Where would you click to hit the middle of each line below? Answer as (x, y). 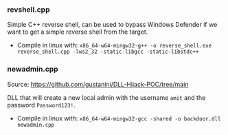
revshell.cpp (28, 10)
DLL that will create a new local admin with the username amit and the (106, 97)
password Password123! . (41, 105)
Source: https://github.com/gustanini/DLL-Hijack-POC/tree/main (98, 84)
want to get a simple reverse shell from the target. (78, 32)
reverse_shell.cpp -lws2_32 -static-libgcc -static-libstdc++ (108, 52)
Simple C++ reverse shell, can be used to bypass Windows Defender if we (112, 25)
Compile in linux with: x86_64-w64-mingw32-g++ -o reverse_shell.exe (114, 45)
